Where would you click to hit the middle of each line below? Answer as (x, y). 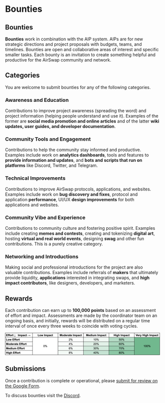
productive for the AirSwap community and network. (58, 60)
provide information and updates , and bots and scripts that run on (74, 160)
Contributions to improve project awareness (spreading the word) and (76, 111)
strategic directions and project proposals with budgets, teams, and (73, 44)
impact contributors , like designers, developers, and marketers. (70, 283)
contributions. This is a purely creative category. (54, 244)
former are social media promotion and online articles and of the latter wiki (82, 121)
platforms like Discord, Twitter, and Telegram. (52, 165)
